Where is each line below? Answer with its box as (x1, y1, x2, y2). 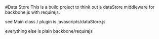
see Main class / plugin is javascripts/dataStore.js (5, 19, 106, 24)
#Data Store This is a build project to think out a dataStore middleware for (5, 4, 155, 10)
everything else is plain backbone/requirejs (5, 28, 93, 34)
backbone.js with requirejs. (5, 9, 60, 15)
